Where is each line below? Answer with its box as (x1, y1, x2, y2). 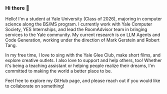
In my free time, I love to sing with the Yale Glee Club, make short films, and (5, 52, 161, 58)
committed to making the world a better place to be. (5, 68, 112, 74)
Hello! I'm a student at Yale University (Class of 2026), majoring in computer (5, 16, 162, 22)
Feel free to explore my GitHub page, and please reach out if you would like (5, 77, 161, 84)
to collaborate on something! (5, 83, 64, 89)
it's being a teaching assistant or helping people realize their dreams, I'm (5, 62, 155, 69)
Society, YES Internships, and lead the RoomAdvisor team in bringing (5, 26, 147, 32)
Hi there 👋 (5, 4, 30, 11)
